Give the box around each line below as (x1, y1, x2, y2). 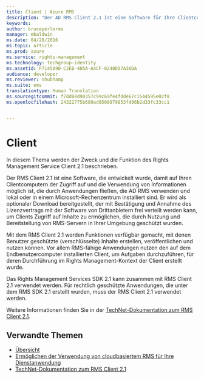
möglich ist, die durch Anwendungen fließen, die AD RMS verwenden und (6, 187, 190, 194)
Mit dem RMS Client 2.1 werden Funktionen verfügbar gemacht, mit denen (6, 231, 191, 238)
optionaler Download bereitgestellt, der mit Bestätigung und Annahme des (6, 200, 192, 207)
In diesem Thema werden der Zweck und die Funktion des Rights (6, 156, 169, 163)
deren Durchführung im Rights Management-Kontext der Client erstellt (6, 257, 182, 264)
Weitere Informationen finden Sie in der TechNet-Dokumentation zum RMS (6, 306, 193, 313)
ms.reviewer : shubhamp (6, 76, 64, 83)
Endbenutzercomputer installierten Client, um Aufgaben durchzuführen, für (6, 250, 194, 258)
